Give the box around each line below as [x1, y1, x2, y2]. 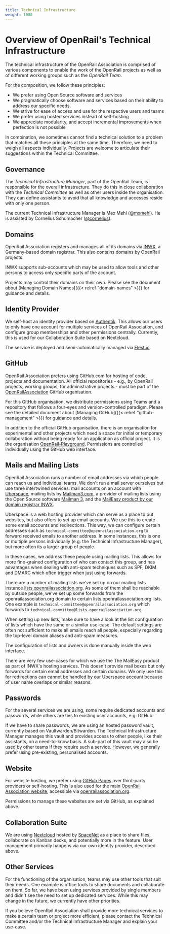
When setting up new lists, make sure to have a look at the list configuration [5, 616, 163, 622]
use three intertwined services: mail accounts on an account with [5, 485, 142, 491]
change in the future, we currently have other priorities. [5, 897, 120, 904]
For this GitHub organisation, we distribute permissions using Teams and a [5, 398, 160, 405]
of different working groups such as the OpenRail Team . [5, 72, 122, 79]
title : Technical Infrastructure [5, 7, 76, 13]
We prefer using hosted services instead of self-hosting [12, 114, 129, 120]
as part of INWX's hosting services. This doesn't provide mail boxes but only [5, 663, 165, 669]
